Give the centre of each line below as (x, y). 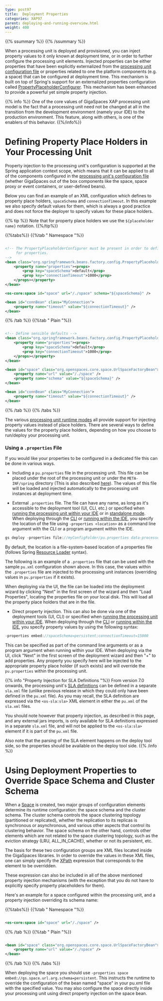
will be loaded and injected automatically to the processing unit (75, 488)
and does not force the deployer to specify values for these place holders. (79, 211)
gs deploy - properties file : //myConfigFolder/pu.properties (67, 538)
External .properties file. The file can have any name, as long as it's (80, 503)
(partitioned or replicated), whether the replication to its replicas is (71, 820)
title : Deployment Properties (37, 14)
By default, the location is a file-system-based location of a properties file (79, 547)
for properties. (32, 253)
